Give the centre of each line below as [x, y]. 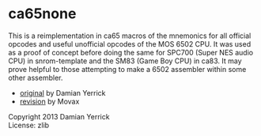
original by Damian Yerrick [62, 93]
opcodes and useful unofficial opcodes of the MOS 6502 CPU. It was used [130, 43]
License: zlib [29, 125]
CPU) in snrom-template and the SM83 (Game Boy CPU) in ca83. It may [125, 61]
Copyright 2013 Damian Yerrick [59, 116]
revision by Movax [49, 101]
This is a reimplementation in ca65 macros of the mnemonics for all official [130, 36]
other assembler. [36, 77]
